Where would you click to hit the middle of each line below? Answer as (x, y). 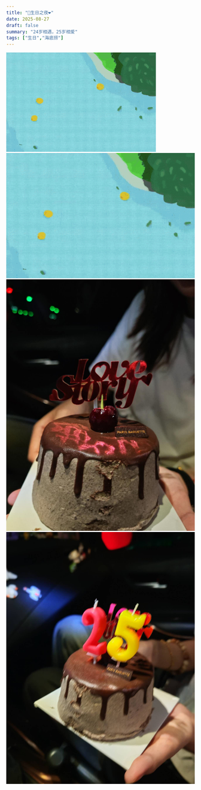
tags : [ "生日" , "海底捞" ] (35, 38)
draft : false (22, 25)
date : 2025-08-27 (28, 19)
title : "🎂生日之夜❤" (30, 13)
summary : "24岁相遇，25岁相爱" (42, 32)
